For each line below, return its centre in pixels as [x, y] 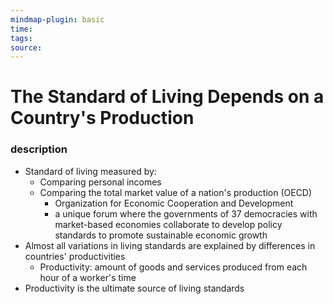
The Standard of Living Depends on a [167, 97]
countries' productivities [75, 256]
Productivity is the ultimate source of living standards [134, 288]
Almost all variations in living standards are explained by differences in [170, 245]
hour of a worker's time [88, 277]
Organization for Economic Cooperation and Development [174, 203]
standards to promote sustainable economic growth [161, 235]
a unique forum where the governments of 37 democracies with [186, 213]
